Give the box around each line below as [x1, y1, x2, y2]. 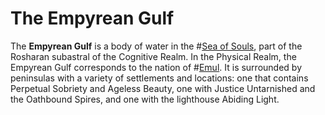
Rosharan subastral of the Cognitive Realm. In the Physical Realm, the [10, 50, 297, 62]
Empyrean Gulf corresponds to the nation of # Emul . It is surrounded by [10, 61, 303, 73]
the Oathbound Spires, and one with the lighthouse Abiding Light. [10, 93, 280, 105]
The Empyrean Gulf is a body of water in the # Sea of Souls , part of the [10, 40, 303, 52]
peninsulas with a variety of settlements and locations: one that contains [10, 72, 309, 84]
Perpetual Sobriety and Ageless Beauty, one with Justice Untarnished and [10, 82, 316, 94]
